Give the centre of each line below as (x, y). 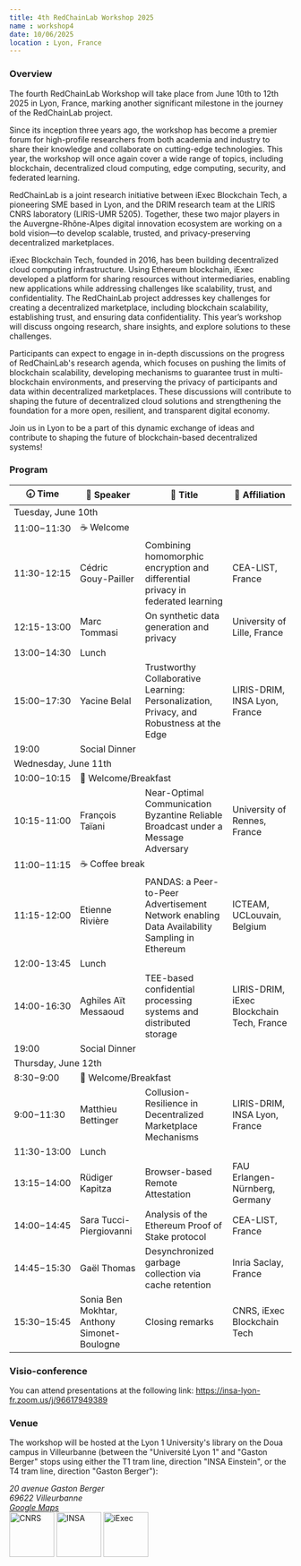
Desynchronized (180, 1251)
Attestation (168, 1194)
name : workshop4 (42, 26)
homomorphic (174, 556)
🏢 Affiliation (260, 495)
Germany (252, 1200)
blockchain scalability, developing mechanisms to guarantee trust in (134, 372)
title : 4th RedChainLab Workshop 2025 (82, 17)
